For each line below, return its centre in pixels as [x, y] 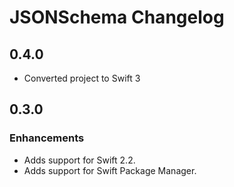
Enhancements [47, 138]
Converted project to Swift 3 [82, 78]
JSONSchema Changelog [117, 17]
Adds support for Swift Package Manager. [110, 170]
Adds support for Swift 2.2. [79, 160]
